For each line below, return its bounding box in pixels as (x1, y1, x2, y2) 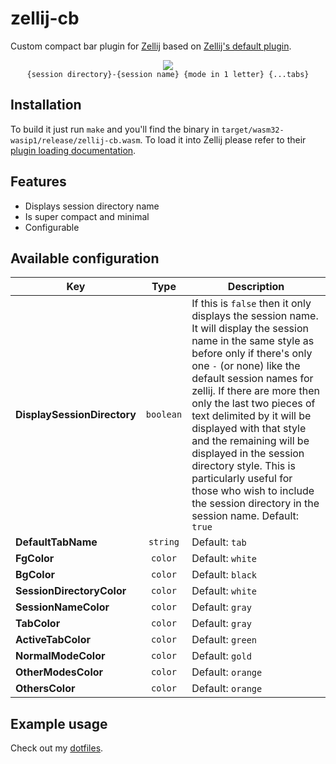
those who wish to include (191, 484, 315, 498)
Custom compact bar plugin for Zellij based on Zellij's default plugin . (10, 40, 292, 52)
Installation (10, 97, 82, 114)
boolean (145, 409, 183, 421)
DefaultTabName (15, 535, 98, 549)
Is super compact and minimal (24, 210, 150, 222)
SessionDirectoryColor (15, 584, 127, 598)
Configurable (24, 221, 80, 233)
